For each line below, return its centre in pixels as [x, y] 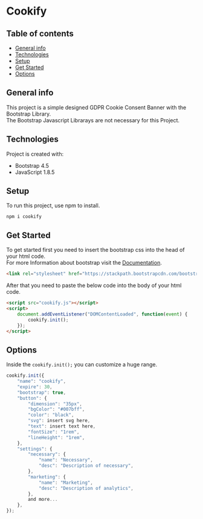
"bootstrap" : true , [42, 392]
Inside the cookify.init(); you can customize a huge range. [82, 365]
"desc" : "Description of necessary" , [86, 466]
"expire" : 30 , [35, 387]
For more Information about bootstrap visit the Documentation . [84, 263]
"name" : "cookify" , [42, 382]
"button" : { [32, 398]
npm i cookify [24, 217]
